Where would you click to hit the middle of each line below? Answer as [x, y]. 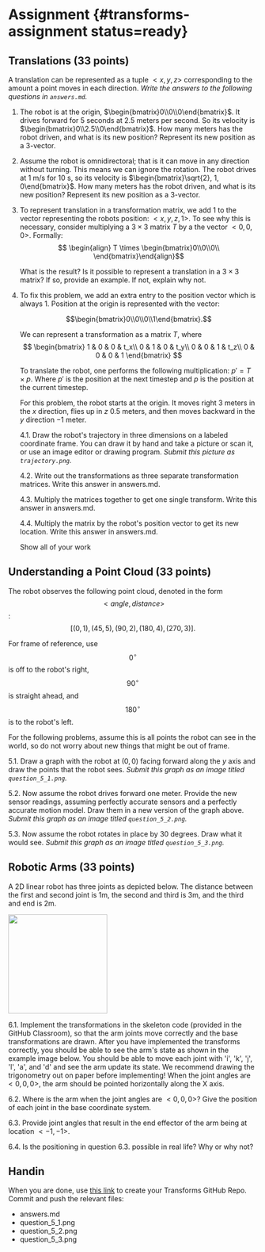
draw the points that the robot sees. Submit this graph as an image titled [127, 769]
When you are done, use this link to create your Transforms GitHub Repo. [127, 1190]
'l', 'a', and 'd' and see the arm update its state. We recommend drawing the [131, 1066]
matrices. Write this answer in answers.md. [90, 484]
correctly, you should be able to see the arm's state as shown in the [119, 1050]
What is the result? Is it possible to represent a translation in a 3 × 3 [129, 272]
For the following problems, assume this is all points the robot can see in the [132, 737]
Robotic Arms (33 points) [72, 867]
